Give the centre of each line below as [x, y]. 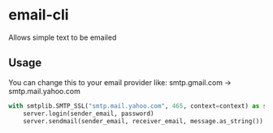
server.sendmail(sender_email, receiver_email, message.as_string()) [143, 121]
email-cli [39, 15]
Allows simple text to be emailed [63, 37]
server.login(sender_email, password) [89, 114]
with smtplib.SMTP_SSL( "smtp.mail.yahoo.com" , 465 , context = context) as [134, 106]
